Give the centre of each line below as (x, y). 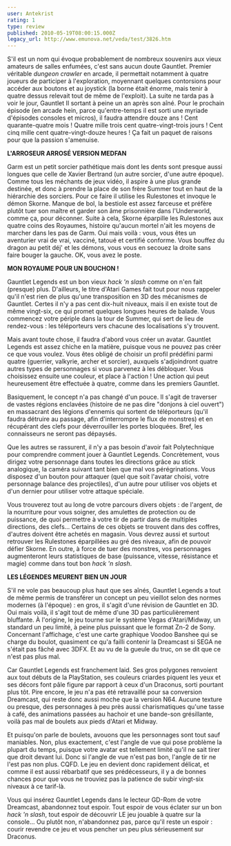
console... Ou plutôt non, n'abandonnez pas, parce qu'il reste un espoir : (110, 822)
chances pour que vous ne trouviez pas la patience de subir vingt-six (106, 779)
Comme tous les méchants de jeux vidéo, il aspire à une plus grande (104, 181)
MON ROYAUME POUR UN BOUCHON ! (63, 269)
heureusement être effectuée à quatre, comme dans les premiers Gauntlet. (113, 384)
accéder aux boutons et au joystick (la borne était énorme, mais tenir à (108, 89)
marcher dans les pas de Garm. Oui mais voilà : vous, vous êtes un (102, 233)
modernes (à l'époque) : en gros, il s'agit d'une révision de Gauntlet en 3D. (113, 605)
